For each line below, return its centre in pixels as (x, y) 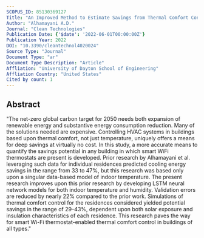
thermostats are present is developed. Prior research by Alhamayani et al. (98, 157)
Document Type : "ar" (32, 57)
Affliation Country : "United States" (54, 74)
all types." (19, 228)
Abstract (23, 104)
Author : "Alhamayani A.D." (40, 23)
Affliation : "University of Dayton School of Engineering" (83, 68)
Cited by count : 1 (29, 80)
